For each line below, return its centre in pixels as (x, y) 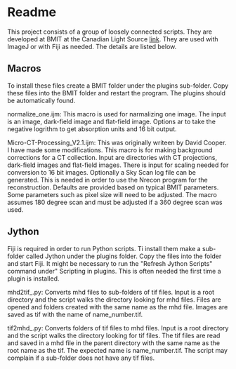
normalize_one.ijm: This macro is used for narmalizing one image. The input (117, 114)
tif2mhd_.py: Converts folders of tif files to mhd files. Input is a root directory (118, 328)
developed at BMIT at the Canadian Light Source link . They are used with (113, 39)
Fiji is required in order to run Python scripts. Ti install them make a (104, 248)
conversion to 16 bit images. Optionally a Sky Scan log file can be (102, 172)
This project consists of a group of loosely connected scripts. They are (110, 32)
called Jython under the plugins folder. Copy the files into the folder (124, 256)
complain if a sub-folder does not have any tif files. (81, 358)
